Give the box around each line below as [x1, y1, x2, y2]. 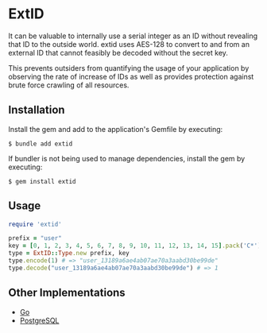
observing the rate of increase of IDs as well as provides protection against [8, 72, 254, 81]
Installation [8, 103, 65, 117]
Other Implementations [8, 286, 126, 300]
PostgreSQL [19, 316, 60, 325]
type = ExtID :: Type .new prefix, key [8, 250, 130, 257]
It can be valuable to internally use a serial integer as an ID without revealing [8, 31, 258, 41]
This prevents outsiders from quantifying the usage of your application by [8, 63, 250, 72]
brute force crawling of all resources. [8, 80, 130, 90]
